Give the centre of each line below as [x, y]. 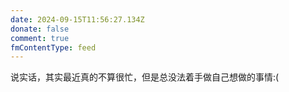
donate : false [40, 29]
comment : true [40, 38]
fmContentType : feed [53, 47]
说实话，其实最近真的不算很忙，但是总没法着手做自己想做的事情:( [145, 77]
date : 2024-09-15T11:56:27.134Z [77, 19]
